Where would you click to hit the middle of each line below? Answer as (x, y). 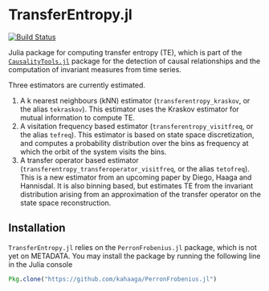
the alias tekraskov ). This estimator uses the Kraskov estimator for (129, 109)
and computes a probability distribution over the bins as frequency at (134, 143)
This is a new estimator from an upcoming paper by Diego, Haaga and (136, 177)
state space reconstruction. (65, 203)
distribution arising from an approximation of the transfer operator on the (140, 194)
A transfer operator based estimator (79, 160)
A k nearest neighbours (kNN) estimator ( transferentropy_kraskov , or (135, 100)
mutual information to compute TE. (77, 117)
